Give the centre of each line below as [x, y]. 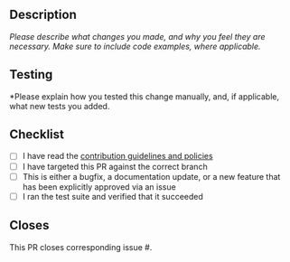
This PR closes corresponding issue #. [81, 247]
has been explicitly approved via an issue [99, 187]
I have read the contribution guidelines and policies [118, 156]
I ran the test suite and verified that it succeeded [112, 196]
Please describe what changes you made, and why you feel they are [137, 36]
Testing [31, 75]
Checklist [37, 135]
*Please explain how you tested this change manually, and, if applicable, [145, 96]
